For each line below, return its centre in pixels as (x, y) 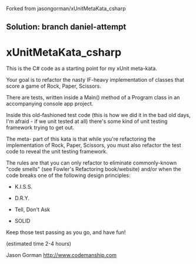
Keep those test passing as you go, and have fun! (66, 232)
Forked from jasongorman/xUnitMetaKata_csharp (66, 9)
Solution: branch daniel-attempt (66, 27)
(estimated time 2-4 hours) (39, 244)
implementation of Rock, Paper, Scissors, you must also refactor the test (94, 145)
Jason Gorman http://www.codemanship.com (61, 255)
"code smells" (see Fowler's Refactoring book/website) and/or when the (94, 169)
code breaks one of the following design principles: (68, 175)
